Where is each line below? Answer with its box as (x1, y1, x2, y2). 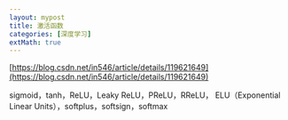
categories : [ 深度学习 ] (9, 29, 91, 38)
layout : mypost (9, 12, 66, 22)
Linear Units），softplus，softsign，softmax (9, 101, 168, 112)
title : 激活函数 (9, 21, 64, 30)
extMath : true (9, 37, 62, 47)
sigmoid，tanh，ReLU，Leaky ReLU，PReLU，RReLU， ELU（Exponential (9, 90, 281, 100)
